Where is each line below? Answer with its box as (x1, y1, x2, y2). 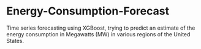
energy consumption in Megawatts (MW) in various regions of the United (6, 30, 191, 38)
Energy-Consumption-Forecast (6, 4, 170, 18)
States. (6, 37, 25, 44)
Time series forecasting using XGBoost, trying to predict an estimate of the (6, 24, 195, 31)
